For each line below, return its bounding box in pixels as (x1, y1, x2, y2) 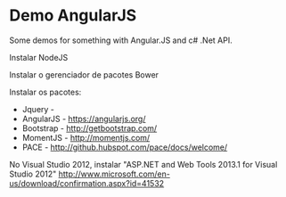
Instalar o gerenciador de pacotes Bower (9, 69, 159, 80)
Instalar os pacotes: (9, 86, 82, 97)
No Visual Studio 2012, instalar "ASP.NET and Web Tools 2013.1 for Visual (9, 159, 278, 169)
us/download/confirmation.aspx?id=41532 (9, 177, 165, 188)
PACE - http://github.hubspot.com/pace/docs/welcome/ (21, 142, 228, 152)
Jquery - (21, 103, 55, 114)
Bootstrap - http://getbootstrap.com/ (21, 122, 158, 134)
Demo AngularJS (9, 5, 137, 26)
